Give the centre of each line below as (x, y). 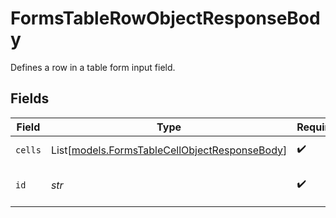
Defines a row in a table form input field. (93, 67)
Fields (30, 98)
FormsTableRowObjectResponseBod (165, 18)
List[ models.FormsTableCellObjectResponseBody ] (169, 150)
